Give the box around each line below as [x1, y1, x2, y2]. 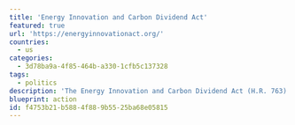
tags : [9, 70, 29, 79]
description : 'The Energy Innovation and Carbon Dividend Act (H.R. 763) [9, 86, 288, 95]
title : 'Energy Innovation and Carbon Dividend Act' [9, 12, 208, 22]
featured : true [9, 21, 66, 30]
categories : [9, 54, 53, 62]
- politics [17, 78, 58, 87]
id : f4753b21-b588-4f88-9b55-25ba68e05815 [9, 103, 168, 112]
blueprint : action [9, 94, 77, 104]
